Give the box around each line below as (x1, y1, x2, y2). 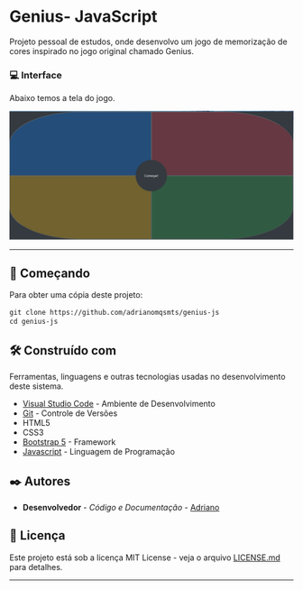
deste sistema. (9, 381, 64, 392)
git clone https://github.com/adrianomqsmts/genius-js (9, 309, 220, 318)
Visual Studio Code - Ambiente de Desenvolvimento (22, 399, 216, 410)
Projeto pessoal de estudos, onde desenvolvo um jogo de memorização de (9, 36, 288, 47)
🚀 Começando (9, 266, 90, 281)
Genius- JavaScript (9, 6, 158, 27)
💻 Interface (9, 69, 63, 81)
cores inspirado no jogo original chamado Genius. (9, 45, 195, 56)
